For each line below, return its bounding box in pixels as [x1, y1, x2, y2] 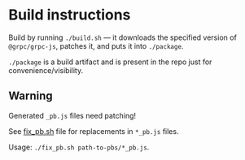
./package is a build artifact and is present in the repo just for [8, 57, 212, 67]
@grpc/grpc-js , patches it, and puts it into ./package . [8, 41, 184, 50]
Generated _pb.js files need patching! [8, 110, 137, 120]
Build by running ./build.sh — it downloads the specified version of [8, 32, 238, 42]
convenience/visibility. [8, 65, 84, 75]
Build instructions [8, 6, 131, 24]
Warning [8, 89, 53, 103]
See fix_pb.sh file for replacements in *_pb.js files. [8, 126, 179, 136]
